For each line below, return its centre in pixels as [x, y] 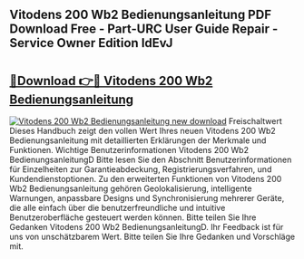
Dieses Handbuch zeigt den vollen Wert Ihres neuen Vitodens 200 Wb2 [143, 131]
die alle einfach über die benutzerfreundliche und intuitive [118, 208]
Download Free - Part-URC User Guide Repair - [144, 29]
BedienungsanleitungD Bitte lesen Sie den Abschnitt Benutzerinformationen [151, 159]
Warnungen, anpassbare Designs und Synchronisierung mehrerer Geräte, [147, 198]
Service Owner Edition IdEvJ [91, 43]
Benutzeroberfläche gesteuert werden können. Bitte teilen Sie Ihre [133, 217]
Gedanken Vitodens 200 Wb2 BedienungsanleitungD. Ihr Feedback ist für [147, 227]
